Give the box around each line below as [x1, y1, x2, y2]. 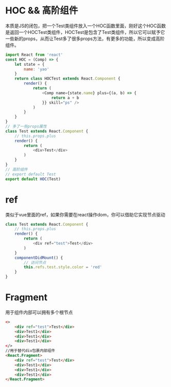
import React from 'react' [5, 52, 63, 57]
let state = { [14, 62, 45, 67]
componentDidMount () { [14, 255, 63, 260]
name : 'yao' [24, 66, 50, 72]
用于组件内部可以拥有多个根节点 [5, 309, 73, 315]
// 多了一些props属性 [5, 124, 47, 129]
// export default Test [5, 172, 56, 177]
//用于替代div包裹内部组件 [5, 348, 55, 354]
